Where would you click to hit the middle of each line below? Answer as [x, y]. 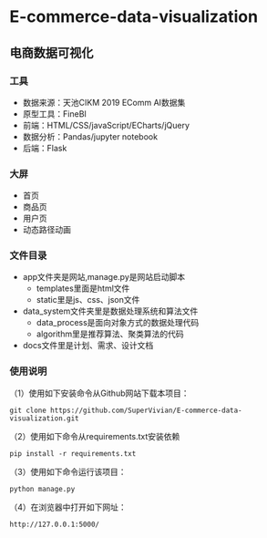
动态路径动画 [46, 230]
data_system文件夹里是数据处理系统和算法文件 [110, 311]
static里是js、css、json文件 [88, 300]
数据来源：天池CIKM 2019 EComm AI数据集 [104, 102]
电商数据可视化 [51, 52]
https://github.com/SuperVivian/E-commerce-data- [146, 410]
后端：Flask [45, 148]
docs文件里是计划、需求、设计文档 [88, 346]
